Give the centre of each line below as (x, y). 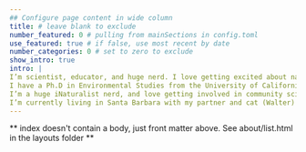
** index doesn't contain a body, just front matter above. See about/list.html (151, 128)
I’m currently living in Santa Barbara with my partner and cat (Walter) (153, 102)
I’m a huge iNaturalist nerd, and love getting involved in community (146, 94)
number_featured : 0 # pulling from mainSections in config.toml (134, 35)
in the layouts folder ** (52, 138)
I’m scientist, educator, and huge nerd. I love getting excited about (148, 77)
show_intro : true (42, 60)
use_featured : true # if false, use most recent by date (120, 43)
